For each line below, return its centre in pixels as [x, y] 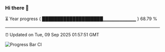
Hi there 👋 [17, 8]
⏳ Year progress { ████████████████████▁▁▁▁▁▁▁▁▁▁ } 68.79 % [81, 19]
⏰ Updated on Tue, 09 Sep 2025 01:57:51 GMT [52, 35]
